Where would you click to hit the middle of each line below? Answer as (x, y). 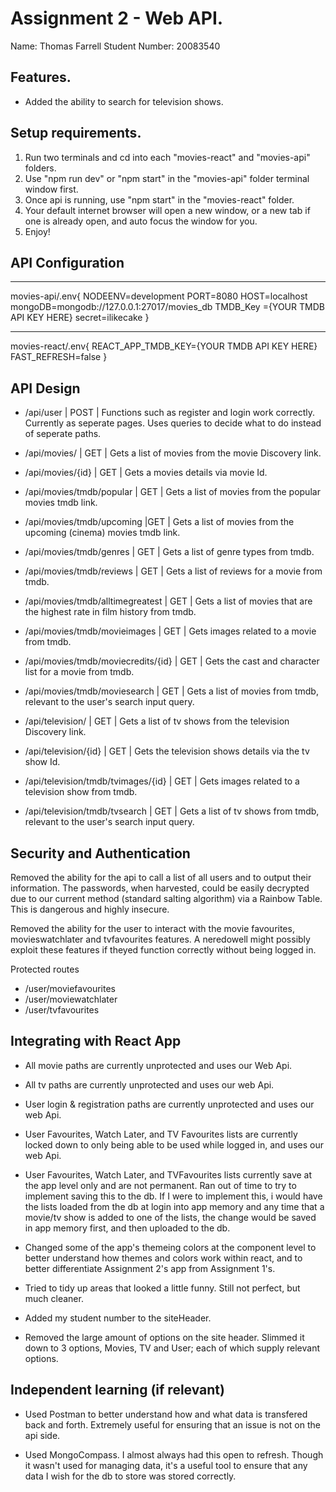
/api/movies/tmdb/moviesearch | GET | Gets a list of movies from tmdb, (171, 691)
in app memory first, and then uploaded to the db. (127, 1228)
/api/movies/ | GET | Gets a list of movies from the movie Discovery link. (173, 453)
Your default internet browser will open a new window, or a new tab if (167, 210)
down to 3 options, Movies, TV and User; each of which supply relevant (172, 1348)
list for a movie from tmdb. (79, 672)
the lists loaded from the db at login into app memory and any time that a (174, 1206)
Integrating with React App (96, 1041)
